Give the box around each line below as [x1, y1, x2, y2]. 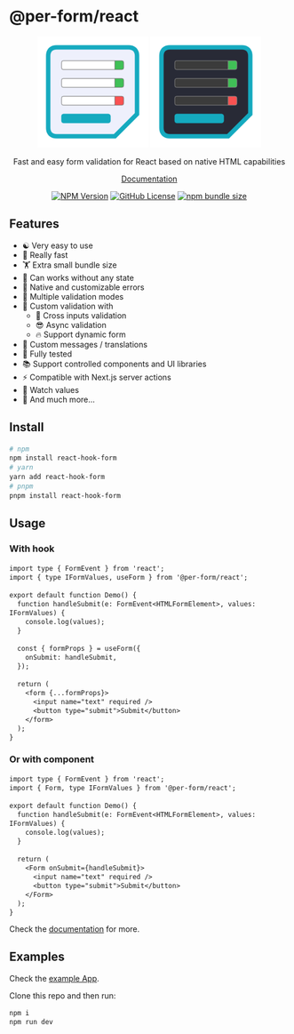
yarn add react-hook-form [9, 473, 105, 482]
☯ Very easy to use [21, 240, 93, 251]
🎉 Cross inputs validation [35, 309, 127, 321]
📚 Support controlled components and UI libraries [21, 358, 207, 369]
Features [9, 216, 60, 232]
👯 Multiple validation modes [21, 291, 124, 301]
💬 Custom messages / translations [21, 339, 148, 349]
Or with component [9, 753, 95, 765]
